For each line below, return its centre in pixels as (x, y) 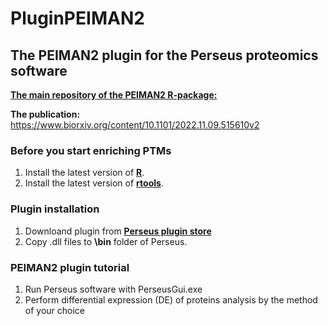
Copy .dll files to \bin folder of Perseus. (106, 241)
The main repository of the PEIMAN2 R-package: (114, 95)
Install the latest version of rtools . (94, 183)
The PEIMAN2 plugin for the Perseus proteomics (164, 55)
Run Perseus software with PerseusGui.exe (113, 289)
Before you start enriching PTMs (91, 150)
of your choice (55, 310)
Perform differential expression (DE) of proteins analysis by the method (171, 299)
